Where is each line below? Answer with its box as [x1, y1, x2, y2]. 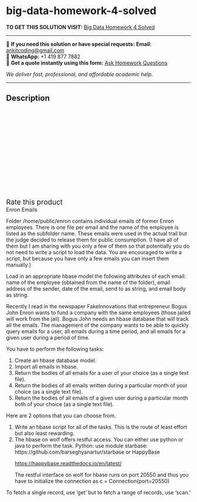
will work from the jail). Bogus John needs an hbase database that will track [6, 315, 189, 322]
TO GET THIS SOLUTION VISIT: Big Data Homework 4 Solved [6, 24, 155, 31]
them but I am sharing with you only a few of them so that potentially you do [6, 242, 190, 250]
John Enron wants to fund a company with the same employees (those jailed [6, 309, 191, 316]
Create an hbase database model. [14, 357, 97, 364]
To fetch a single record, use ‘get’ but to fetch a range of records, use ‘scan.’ [6, 488, 191, 496]
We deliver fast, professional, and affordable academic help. [6, 71, 154, 78]
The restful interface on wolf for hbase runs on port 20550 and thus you [14, 471, 189, 478]
